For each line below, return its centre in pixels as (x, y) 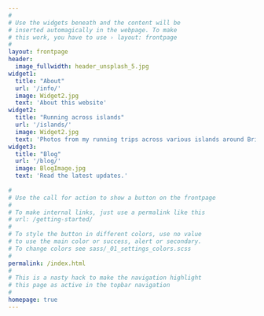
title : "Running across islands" (70, 118)
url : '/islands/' (44, 125)
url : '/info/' (38, 88)
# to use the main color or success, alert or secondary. (105, 242)
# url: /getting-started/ (50, 220)
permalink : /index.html (47, 263)
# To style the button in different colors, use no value (105, 234)
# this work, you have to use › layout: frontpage (93, 37)
